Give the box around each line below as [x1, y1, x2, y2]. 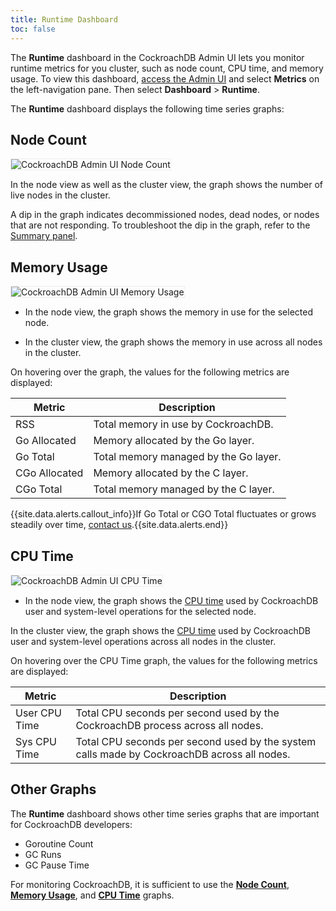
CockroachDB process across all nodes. [75, 718, 264, 732]
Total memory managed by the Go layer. [93, 450, 282, 464]
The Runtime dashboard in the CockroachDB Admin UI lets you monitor [10, 51, 305, 63]
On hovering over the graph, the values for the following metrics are [10, 366, 290, 378]
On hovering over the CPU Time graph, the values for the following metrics [10, 654, 318, 666]
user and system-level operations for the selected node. [24, 605, 257, 617]
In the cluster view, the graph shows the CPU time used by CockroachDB [10, 624, 311, 636]
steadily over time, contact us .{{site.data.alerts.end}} [10, 519, 229, 531]
